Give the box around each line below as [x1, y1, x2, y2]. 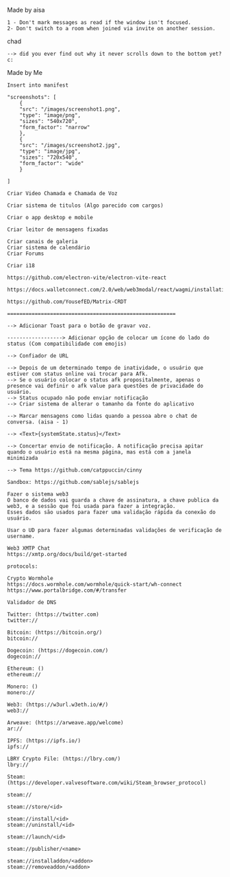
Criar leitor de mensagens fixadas [7, 226, 109, 233]
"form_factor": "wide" [19, 160, 84, 167]
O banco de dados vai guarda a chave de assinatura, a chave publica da [7, 497, 219, 504]
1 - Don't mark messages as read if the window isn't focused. [7, 19, 192, 26]
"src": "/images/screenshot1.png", [19, 106, 121, 113]
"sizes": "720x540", [19, 154, 78, 161]
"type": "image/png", [19, 112, 81, 119]
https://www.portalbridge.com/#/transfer [7, 587, 127, 594]
